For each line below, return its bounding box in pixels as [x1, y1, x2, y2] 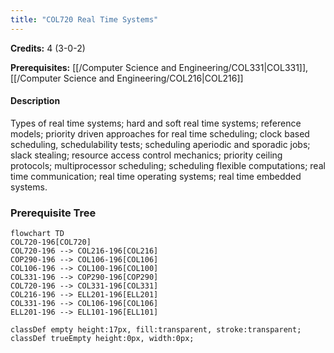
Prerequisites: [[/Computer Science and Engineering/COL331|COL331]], [10, 61, 309, 73]
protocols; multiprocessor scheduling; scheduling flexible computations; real [10, 159, 326, 171]
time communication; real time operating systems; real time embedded [10, 170, 302, 182]
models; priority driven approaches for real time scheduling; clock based [10, 127, 310, 140]
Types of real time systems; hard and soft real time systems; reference [10, 117, 302, 129]
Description [10, 95, 61, 107]
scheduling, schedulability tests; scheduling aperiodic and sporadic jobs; [10, 138, 311, 150]
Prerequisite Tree [10, 206, 97, 220]
